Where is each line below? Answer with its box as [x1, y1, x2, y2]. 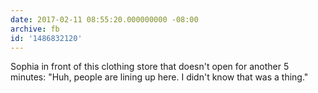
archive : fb [10, 24, 60, 34]
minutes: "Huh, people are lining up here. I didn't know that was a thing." [10, 71, 309, 83]
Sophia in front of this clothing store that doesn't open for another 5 [10, 61, 290, 73]
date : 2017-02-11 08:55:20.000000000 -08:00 [10, 14, 199, 25]
